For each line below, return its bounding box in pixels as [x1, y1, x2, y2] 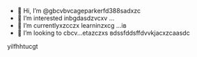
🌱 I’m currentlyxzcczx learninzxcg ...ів [17, 22, 127, 29]
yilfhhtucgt [7, 42, 38, 50]
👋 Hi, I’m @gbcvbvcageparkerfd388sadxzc [17, 7, 141, 15]
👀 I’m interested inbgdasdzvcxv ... [17, 14, 115, 22]
